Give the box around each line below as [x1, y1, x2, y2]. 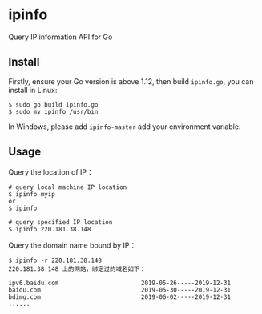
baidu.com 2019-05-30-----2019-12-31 [8, 286, 231, 294]
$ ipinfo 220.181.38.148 [8, 225, 91, 233]
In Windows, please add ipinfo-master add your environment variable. [8, 122, 241, 131]
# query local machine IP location [8, 183, 127, 191]
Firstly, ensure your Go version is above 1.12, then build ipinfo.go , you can [8, 76, 254, 86]
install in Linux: [8, 85, 58, 95]
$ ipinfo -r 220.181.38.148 [8, 256, 103, 264]
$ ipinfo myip [8, 190, 56, 198]
